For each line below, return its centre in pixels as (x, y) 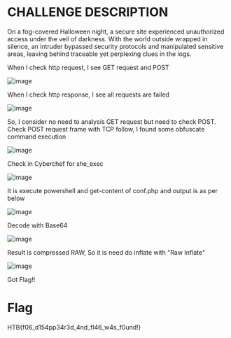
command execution (37, 136)
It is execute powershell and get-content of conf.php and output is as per (113, 190)
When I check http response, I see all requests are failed (89, 94)
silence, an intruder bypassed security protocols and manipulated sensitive (115, 46)
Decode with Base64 (37, 225)
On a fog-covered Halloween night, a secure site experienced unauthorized (116, 31)
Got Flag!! (21, 279)
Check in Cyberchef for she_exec (55, 163)
